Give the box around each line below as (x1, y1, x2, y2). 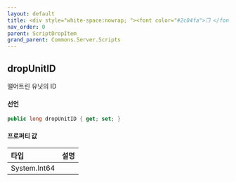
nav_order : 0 (7, 23, 46, 30)
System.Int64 (11, 163, 55, 173)
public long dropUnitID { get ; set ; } (7, 115, 121, 123)
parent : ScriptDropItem (7, 30, 77, 37)
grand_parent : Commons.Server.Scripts (7, 37, 121, 44)
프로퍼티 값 (7, 131, 37, 140)
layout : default (7, 10, 55, 18)
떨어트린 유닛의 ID (7, 82, 57, 90)
